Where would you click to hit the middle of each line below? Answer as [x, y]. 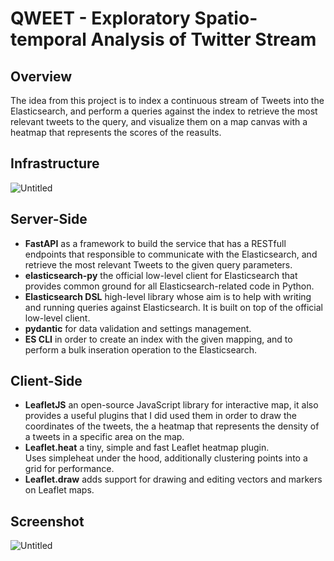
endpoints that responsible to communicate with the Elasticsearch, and [171, 254]
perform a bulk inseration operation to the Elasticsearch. [140, 349]
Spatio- [226, 18]
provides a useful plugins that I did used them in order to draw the [160, 416]
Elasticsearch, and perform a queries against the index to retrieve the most [164, 111]
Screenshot [47, 521]
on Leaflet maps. [59, 490]
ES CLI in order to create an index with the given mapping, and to [158, 339]
